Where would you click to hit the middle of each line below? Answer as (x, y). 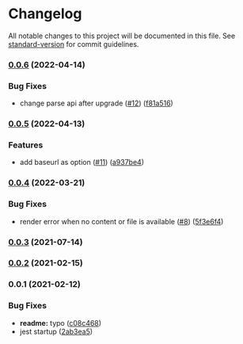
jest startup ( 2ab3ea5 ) (56, 331)
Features (26, 145)
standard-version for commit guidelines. (74, 44)
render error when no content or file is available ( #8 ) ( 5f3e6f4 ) (121, 221)
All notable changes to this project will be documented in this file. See (122, 36)
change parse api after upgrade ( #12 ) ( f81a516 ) (97, 103)
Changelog (45, 14)
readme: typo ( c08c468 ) (60, 323)
